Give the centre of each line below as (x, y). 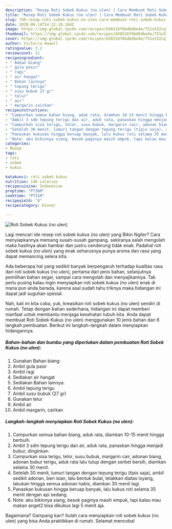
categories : (18, 144)
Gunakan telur (27, 399)
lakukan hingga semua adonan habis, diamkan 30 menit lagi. (77, 483)
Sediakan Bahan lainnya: (39, 382)
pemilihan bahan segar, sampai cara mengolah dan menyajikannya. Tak (81, 277)
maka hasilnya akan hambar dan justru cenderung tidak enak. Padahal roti (83, 245)
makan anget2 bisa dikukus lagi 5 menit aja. (59, 505)
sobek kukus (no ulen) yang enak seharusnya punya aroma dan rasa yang (83, 251)
